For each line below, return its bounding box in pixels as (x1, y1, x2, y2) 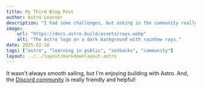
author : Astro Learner (6, 14, 63, 20)
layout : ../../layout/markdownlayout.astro (6, 53, 117, 59)
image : (6, 25, 23, 32)
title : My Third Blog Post (6, 8, 74, 15)
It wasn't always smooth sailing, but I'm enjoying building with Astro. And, (6, 69, 189, 76)
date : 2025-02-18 (6, 42, 50, 48)
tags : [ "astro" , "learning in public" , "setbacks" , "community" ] (6, 48, 174, 54)
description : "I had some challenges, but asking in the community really (6, 20, 198, 26)
